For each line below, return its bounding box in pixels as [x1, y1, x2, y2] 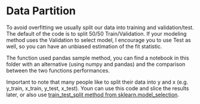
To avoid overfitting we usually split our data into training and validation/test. [6, 24, 194, 31]
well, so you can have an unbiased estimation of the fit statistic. [6, 43, 162, 50]
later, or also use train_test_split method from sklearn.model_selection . [6, 91, 179, 98]
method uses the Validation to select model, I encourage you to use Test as [6, 36, 191, 43]
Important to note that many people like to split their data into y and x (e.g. [6, 78, 189, 86]
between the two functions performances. [6, 67, 110, 74]
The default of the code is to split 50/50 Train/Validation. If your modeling [6, 30, 187, 37]
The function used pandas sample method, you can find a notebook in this [6, 54, 189, 61]
